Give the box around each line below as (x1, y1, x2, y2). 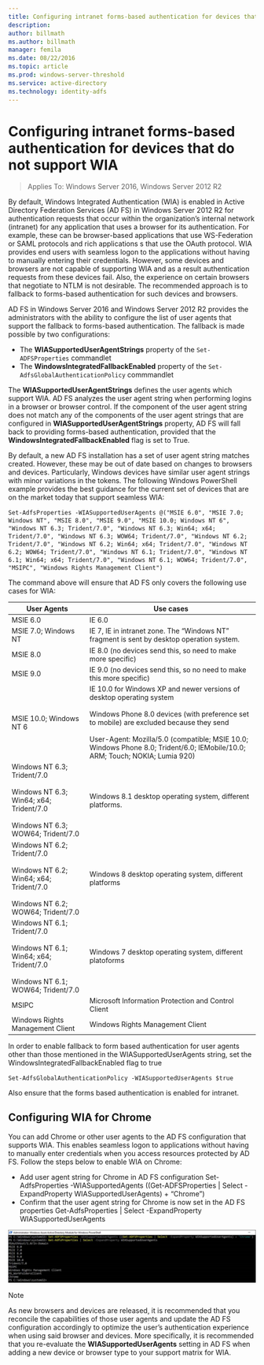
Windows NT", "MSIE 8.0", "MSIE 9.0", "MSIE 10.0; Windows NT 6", (8, 517, 230, 525)
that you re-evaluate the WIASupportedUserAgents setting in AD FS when (8, 1339, 251, 1348)
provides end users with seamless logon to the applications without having (8, 247, 250, 257)
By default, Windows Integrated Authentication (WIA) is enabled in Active (8, 197, 245, 206)
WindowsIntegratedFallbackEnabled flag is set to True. (8, 436, 190, 445)
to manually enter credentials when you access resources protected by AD (8, 1148, 250, 1158)
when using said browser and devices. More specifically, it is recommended (8, 1330, 254, 1340)
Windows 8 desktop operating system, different (89, 869, 244, 879)
